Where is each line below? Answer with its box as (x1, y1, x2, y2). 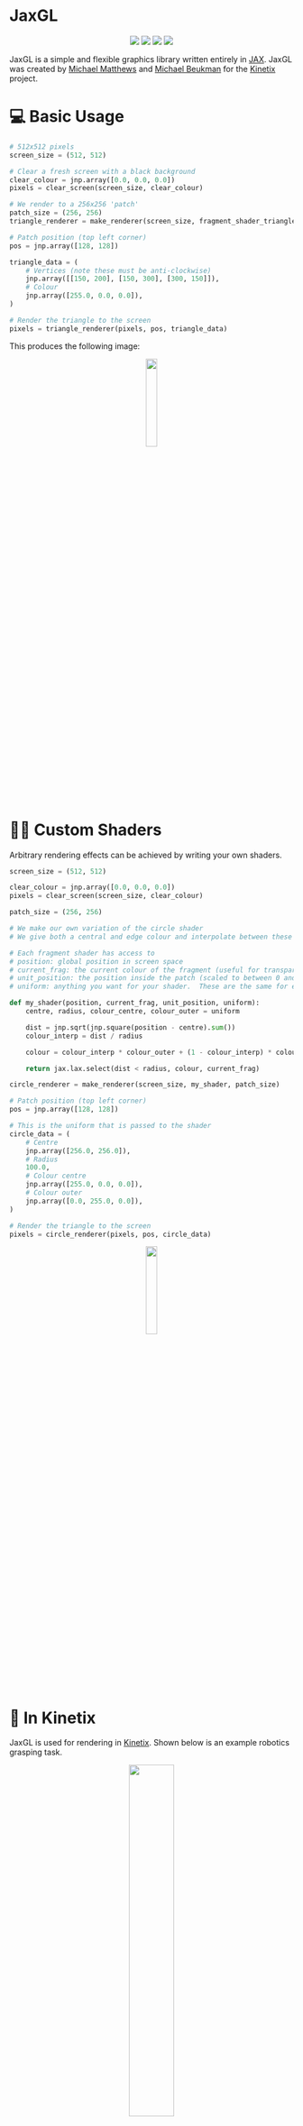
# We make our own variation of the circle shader (9, 924, 204, 933)
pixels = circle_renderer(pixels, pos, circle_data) (9, 1230, 212, 1239)
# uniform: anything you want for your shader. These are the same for (9, 982, 289, 992)
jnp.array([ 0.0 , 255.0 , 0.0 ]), (25, 1196, 143, 1205)
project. (9, 73, 39, 84)
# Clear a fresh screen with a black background (9, 167, 196, 176)
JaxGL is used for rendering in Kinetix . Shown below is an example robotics (9, 1737, 290, 1748)
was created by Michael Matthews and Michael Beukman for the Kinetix (9, 63, 276, 74)
